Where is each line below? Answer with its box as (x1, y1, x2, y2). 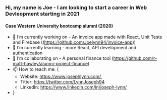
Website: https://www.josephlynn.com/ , (20, 73, 102, 79)
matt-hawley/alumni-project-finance (12, 61, 88, 67)
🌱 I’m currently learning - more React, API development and (12, 45, 137, 51)
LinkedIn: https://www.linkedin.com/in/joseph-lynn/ (20, 84, 127, 90)
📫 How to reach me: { (12, 66, 59, 72)
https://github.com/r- (113, 55, 157, 61)
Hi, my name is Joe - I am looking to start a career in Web (5, 4, 147, 11)
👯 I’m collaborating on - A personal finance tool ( (12, 55, 114, 61)
